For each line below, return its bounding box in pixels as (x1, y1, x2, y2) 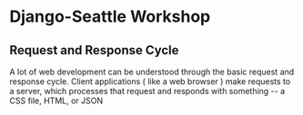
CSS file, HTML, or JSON (9, 95, 104, 106)
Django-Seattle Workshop (9, 6, 211, 27)
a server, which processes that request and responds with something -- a (9, 86, 286, 96)
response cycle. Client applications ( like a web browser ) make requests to (9, 76, 291, 87)
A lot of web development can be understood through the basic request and (9, 66, 295, 77)
